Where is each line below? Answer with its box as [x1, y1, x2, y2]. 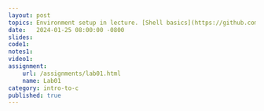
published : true [8, 91, 61, 99]
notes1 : [8, 48, 34, 55]
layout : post [8, 11, 51, 20]
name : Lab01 [22, 77, 61, 84]
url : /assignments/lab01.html [22, 70, 122, 77]
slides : [8, 33, 34, 41]
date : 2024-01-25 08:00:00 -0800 [8, 26, 125, 34]
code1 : [8, 41, 30, 48]
